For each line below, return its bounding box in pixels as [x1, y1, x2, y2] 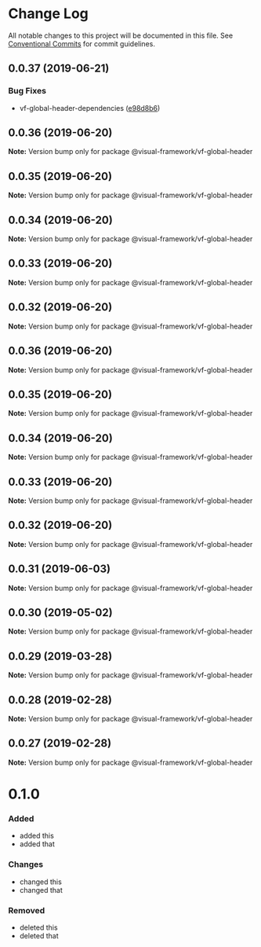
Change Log [8, 5, 89, 23]
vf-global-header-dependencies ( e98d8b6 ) [19, 103, 161, 112]
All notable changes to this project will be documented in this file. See [8, 31, 234, 40]
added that [19, 839, 55, 849]
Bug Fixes [8, 86, 47, 97]
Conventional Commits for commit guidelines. [8, 39, 155, 48]
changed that [19, 885, 63, 894]
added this [19, 831, 55, 841]
